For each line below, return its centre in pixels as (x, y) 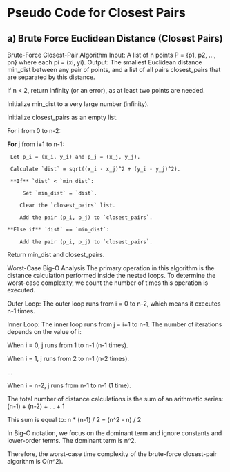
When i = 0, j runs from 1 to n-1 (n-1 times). (68, 345)
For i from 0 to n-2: (34, 131)
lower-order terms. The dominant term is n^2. (72, 440)
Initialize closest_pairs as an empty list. (63, 117)
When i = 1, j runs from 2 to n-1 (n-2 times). (68, 359)
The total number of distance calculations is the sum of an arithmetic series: (115, 399)
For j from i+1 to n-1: (36, 144)
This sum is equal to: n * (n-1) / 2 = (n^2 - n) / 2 (74, 420)
